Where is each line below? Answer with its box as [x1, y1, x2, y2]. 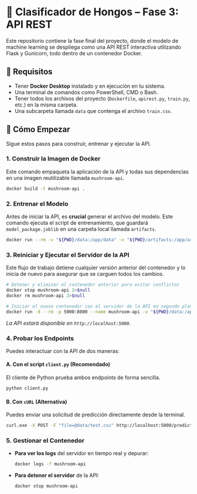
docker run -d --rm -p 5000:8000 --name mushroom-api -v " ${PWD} [6, 309, 169, 315]
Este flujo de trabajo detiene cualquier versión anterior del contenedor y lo [6, 264, 186, 271]
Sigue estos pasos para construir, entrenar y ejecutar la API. [6, 140, 151, 147]
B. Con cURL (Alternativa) [6, 398, 67, 405]
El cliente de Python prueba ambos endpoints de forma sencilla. [6, 374, 161, 381]
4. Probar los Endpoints [6, 334, 74, 342]
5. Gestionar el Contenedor [6, 436, 85, 445]
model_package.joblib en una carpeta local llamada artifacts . [6, 226, 157, 233]
